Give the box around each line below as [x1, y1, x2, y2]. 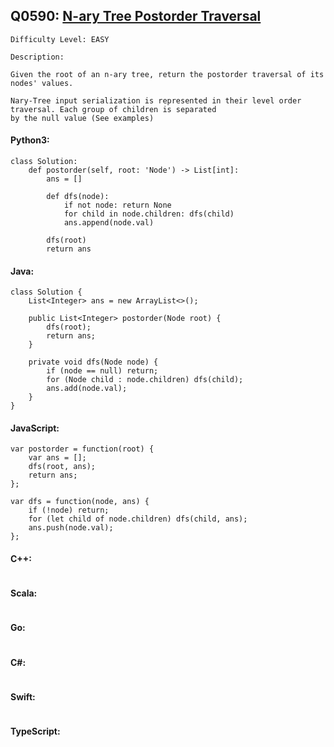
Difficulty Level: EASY [10, 34, 110, 44]
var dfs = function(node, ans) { [10, 497, 150, 507]
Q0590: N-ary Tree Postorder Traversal [10, 8, 262, 25]
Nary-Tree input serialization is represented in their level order [10, 95, 302, 106]
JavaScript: [10, 422, 60, 434]
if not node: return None [63, 200, 172, 211]
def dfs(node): [46, 192, 110, 202]
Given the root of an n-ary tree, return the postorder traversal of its [10, 69, 325, 79]
